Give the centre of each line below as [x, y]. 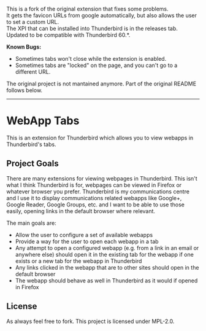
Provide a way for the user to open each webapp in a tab [87, 241]
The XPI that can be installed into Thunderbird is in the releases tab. [92, 28]
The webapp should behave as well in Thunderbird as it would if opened [106, 280]
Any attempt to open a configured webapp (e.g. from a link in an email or [107, 247]
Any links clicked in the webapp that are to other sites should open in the [107, 267]
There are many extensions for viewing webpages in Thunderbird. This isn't [102, 178]
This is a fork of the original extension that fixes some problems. [87, 9]
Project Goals [33, 164]
